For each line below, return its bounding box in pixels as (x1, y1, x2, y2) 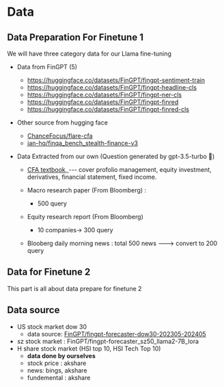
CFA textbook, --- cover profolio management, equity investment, (27, 166, 212, 173)
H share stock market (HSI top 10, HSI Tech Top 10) (16, 344, 161, 353)
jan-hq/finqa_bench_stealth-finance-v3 (27, 139, 139, 147)
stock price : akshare (27, 359, 87, 367)
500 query (37, 199, 67, 208)
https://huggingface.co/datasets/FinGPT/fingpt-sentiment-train (27, 76, 205, 84)
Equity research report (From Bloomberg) (27, 213, 143, 221)
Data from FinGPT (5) (16, 63, 77, 71)
